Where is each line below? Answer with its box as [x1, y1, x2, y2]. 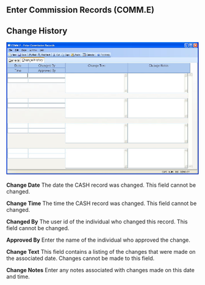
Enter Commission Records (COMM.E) [6, 5, 154, 15]
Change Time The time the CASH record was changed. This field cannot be [6, 200, 197, 207]
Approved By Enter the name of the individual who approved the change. [6, 236, 191, 244]
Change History [6, 26, 68, 36]
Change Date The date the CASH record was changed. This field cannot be [6, 181, 196, 189]
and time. [6, 273, 31, 280]
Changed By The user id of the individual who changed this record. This [6, 218, 188, 225]
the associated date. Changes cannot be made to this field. [6, 254, 155, 262]
